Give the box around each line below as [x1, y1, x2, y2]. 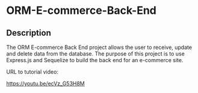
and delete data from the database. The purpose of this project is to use [6, 50, 185, 57]
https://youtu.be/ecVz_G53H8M [6, 80, 85, 87]
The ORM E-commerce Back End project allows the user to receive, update [6, 43, 193, 51]
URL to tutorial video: [6, 68, 59, 75]
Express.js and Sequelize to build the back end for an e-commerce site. [6, 57, 184, 63]
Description [6, 28, 51, 38]
